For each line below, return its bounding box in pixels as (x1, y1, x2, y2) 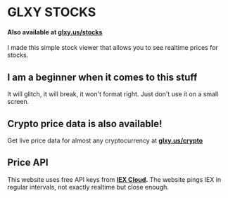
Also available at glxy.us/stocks (7, 27, 103, 36)
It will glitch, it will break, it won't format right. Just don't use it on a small (7, 90, 219, 98)
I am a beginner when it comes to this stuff (7, 71, 198, 83)
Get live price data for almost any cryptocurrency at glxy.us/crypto (7, 136, 203, 145)
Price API (7, 157, 49, 169)
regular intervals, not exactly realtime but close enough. (7, 183, 169, 191)
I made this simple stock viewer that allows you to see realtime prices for (7, 44, 218, 52)
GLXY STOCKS (7, 4, 96, 20)
